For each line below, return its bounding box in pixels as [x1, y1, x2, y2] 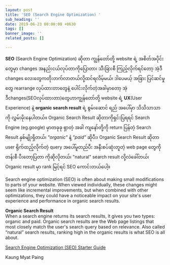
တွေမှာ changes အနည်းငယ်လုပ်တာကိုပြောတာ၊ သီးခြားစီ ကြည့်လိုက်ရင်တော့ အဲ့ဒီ [5, 65, 162, 71]
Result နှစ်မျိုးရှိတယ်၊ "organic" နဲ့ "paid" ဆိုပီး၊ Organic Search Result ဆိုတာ [5, 134, 160, 140]
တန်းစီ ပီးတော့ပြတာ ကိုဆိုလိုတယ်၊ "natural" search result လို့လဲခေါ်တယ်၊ [5, 154, 150, 160]
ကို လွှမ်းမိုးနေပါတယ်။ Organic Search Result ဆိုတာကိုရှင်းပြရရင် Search [5, 115, 150, 121]
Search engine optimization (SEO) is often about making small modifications [5, 176, 164, 182]
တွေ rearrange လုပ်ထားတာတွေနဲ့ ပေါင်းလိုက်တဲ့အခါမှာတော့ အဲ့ [5, 85, 128, 91]
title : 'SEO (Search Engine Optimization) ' [5, 12, 101, 17]
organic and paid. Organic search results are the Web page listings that [5, 218, 154, 224]
